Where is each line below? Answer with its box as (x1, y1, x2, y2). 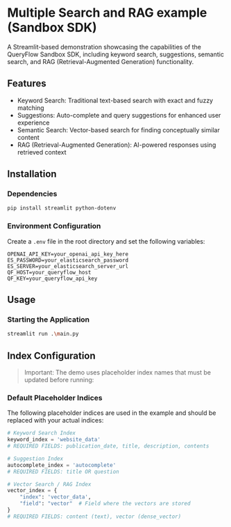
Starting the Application (7, 315, 90, 324)
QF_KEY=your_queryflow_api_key (7, 275, 98, 282)
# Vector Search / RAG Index (7, 480, 92, 488)
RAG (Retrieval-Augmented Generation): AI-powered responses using (17, 141, 216, 149)
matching (17, 103, 44, 112)
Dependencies (7, 189, 58, 199)
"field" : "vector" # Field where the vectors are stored (19, 500, 191, 508)
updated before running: (24, 375, 94, 384)
